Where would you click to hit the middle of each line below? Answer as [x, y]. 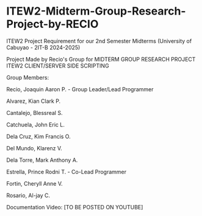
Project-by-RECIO [52, 24]
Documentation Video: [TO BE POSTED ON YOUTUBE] [75, 207]
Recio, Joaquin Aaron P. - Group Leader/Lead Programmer [80, 89]
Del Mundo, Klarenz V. [34, 148]
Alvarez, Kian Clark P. [34, 101]
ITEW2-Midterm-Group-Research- [96, 11]
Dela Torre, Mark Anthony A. [42, 160]
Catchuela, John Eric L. [36, 124]
